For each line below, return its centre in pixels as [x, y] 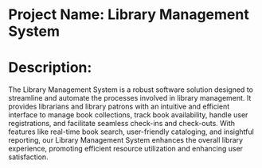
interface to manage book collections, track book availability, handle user [128, 115]
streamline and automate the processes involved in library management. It [130, 98]
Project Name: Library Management [129, 15]
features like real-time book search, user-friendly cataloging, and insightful [131, 132]
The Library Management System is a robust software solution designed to [131, 90]
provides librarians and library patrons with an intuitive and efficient [119, 107]
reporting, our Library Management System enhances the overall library [126, 140]
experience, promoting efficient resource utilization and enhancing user [126, 149]
